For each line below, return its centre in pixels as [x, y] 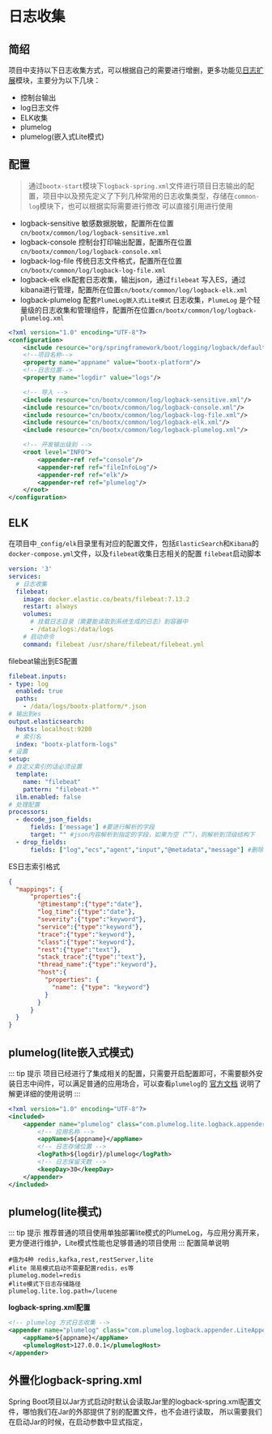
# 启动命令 [39, 637]
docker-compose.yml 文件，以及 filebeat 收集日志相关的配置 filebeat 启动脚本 [135, 553]
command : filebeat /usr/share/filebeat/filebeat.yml [114, 644]
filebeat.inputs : [38, 676]
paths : [27, 699]
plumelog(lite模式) [55, 1211]
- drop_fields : [41, 842]
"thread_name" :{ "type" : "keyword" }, [98, 965]
